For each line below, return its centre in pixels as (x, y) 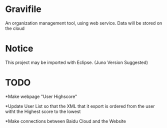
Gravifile (23, 9)
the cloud (15, 28)
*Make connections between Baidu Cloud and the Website (66, 121)
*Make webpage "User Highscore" (41, 96)
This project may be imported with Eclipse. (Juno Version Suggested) (77, 62)
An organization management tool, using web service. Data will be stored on (84, 23)
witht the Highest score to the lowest (43, 111)
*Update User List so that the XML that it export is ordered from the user (80, 106)
